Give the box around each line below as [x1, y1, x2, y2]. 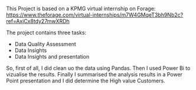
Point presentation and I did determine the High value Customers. [6, 77, 165, 84]
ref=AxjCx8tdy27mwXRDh [6, 18, 70, 24]
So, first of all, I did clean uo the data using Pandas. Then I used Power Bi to [6, 65, 191, 72]
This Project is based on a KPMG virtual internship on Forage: [6, 5, 156, 12]
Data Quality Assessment [14, 41, 77, 47]
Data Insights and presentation [14, 53, 90, 60]
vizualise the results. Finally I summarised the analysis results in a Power [6, 71, 183, 78]
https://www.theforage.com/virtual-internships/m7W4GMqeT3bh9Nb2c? [6, 11, 184, 18]
